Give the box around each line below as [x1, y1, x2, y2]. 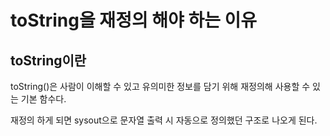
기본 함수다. [20, 93, 67, 105]
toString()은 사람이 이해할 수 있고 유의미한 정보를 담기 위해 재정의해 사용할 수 [10, 81, 311, 92]
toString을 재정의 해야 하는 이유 [10, 9, 258, 32]
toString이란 [10, 52, 87, 69]
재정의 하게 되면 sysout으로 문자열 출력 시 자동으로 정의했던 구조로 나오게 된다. [10, 114, 318, 126]
